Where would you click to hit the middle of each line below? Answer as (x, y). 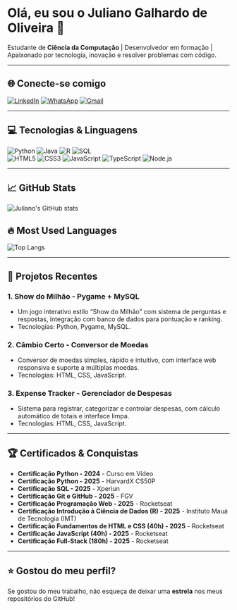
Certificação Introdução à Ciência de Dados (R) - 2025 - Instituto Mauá (122, 511)
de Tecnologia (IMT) (47, 518)
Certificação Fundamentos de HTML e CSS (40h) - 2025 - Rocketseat (121, 526)
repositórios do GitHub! (41, 599)
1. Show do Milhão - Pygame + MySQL (73, 296)
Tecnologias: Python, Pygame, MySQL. (74, 326)
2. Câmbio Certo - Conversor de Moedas (78, 344)
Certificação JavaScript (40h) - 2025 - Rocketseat (92, 534)
